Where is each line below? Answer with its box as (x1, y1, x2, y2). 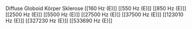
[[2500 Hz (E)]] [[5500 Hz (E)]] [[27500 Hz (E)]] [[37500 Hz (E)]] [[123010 (5, 11, 184, 18)
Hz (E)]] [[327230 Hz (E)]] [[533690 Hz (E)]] (5, 17, 112, 24)
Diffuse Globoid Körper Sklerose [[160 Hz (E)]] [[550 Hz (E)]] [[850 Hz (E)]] (5, 5, 187, 12)
